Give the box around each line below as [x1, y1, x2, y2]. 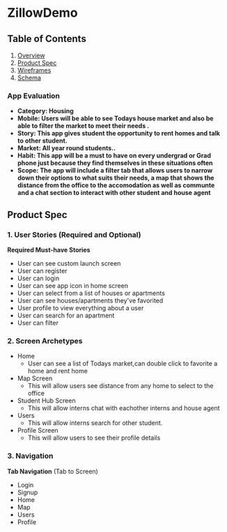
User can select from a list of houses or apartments [17, 289, 166, 297]
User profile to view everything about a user [17, 303, 144, 312]
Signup [17, 488, 38, 496]
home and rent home [27, 367, 88, 375]
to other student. [17, 136, 68, 145]
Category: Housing [17, 107, 75, 115]
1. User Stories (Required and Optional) [7, 229, 141, 239]
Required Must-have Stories [7, 245, 91, 254]
